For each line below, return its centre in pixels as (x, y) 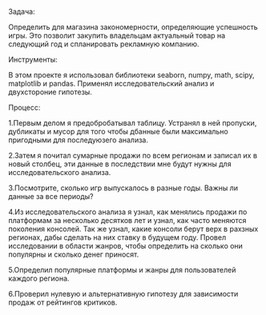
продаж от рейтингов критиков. (63, 302)
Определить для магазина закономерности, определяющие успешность (133, 27)
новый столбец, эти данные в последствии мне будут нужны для (120, 164)
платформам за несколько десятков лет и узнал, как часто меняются (127, 220)
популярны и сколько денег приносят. (74, 254)
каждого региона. (39, 278)
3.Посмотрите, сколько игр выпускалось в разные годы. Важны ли (123, 188)
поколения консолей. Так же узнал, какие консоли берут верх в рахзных (133, 229)
